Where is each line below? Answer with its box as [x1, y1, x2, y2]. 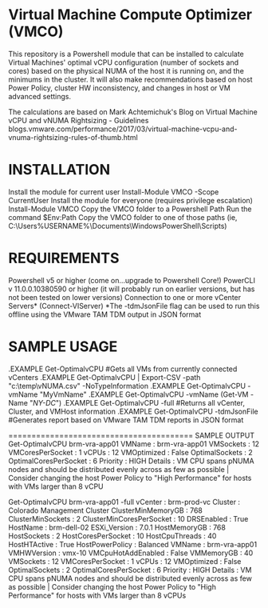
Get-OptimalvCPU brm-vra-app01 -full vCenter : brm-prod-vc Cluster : [8, 497, 241, 506]
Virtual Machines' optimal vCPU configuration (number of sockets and [8, 58, 239, 67]
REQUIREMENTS [8, 250, 120, 267]
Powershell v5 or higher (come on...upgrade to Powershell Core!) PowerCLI [8, 275, 255, 285]
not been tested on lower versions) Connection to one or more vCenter [8, 292, 242, 302]
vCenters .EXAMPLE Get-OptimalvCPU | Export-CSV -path [8, 372, 201, 382]
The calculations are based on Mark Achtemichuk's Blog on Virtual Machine [8, 106, 258, 117]
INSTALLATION [8, 161, 110, 179]
